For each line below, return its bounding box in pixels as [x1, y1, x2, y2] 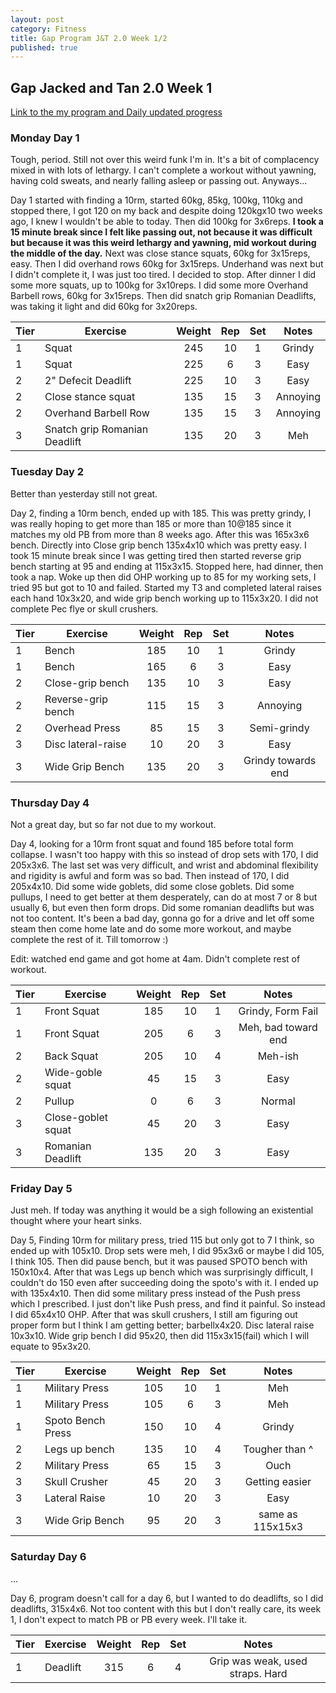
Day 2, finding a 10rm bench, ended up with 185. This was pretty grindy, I [10, 507, 312, 519]
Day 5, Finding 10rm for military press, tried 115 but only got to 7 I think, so [10, 1234, 315, 1246]
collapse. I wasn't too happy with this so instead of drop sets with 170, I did [10, 848, 319, 860]
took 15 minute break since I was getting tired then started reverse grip [10, 549, 302, 561]
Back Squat [44, 1049, 99, 1063]
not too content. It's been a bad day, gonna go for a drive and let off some [10, 912, 315, 924]
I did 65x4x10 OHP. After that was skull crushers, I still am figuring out [10, 1309, 298, 1321]
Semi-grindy [249, 721, 310, 735]
